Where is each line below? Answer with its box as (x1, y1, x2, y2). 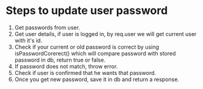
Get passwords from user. (14, 24, 80, 31)
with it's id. (14, 37, 42, 44)
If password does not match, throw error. (14, 62, 118, 70)
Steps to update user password (6, 4, 168, 18)
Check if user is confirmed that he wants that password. (14, 69, 157, 76)
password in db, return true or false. (14, 56, 106, 63)
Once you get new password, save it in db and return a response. (14, 76, 180, 83)
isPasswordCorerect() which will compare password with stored (14, 49, 176, 57)
